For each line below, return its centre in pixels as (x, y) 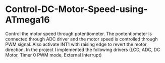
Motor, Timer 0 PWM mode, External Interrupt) (53, 55)
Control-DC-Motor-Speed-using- (76, 9)
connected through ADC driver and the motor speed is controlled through (81, 39)
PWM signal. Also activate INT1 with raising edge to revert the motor (76, 44)
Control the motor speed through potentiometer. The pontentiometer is (79, 33)
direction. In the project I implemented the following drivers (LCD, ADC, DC (83, 49)
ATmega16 (27, 20)
